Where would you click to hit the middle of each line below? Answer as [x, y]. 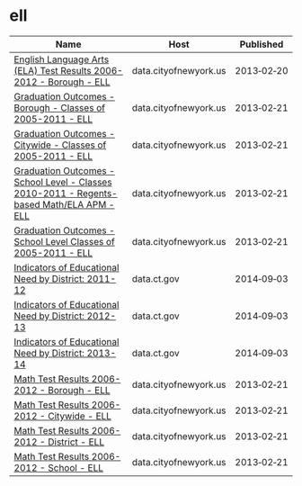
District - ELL [76, 442]
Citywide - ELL [80, 416]
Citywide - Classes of [60, 145]
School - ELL [76, 467]
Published [262, 44]
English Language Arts [62, 59]
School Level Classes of [64, 241]
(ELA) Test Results [53, 70]
